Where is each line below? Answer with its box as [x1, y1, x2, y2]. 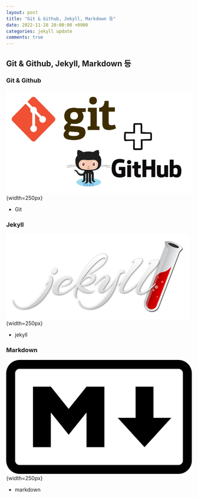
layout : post [6, 9, 38, 15]
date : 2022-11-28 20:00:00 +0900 [6, 22, 88, 28]
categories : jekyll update [6, 28, 72, 34]
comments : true [6, 34, 44, 41]
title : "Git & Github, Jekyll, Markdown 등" [6, 15, 116, 22]
